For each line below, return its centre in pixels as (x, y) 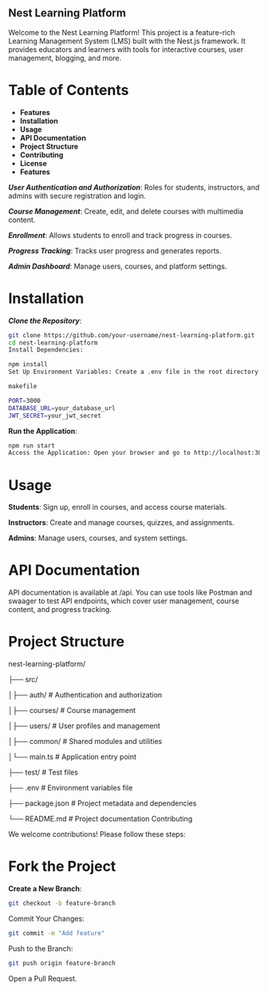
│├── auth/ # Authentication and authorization (85, 695)
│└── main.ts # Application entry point (73, 757)
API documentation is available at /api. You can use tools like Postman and (130, 593)
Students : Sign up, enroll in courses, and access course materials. (118, 507)
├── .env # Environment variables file (71, 788)
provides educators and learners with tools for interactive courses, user (126, 49)
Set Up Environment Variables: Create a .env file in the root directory (134, 372)
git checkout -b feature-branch (62, 903)
